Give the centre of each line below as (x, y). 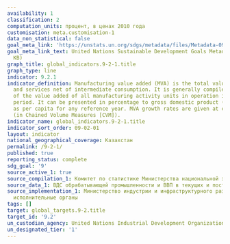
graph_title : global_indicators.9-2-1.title (72, 64)
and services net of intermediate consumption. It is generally (107, 90)
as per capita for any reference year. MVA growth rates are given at (116, 109)
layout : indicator (33, 134)
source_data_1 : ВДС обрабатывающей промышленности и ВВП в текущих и (108, 185)
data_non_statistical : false (49, 39)
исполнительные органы (46, 198)
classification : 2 (33, 20)
